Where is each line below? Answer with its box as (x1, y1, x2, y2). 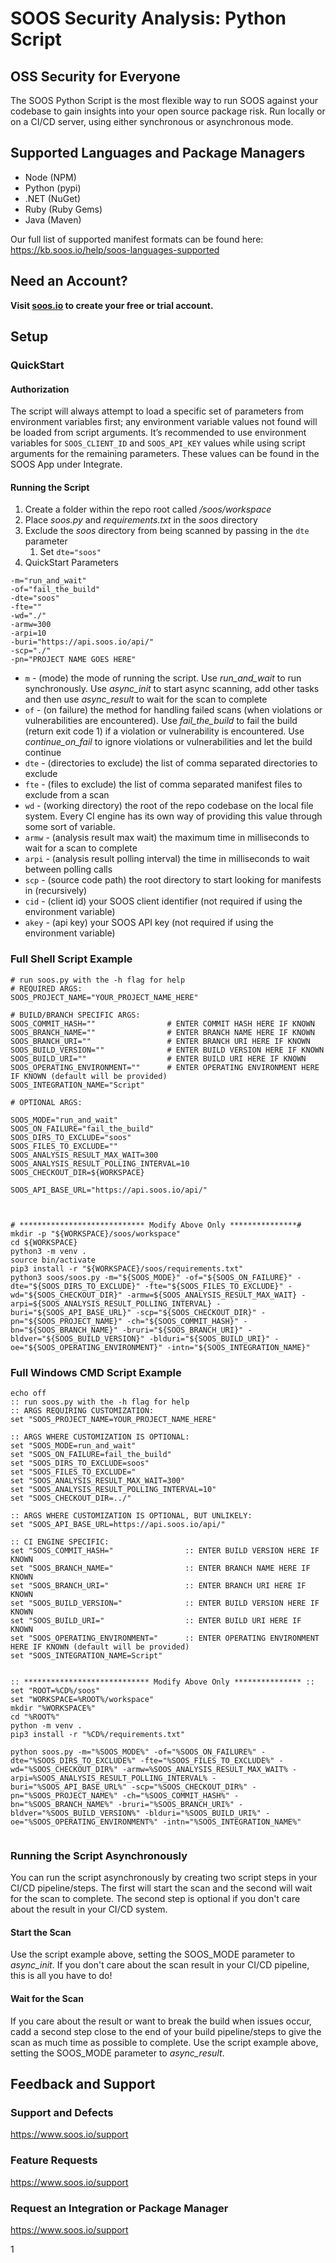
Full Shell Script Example (10, 952, 133, 966)
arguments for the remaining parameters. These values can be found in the (10, 448, 320, 460)
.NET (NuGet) (24, 192, 81, 204)
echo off (10, 1388, 47, 1398)
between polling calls (24, 863, 113, 876)
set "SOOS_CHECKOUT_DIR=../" (10, 1493, 132, 1503)
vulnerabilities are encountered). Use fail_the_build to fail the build (24, 715, 298, 727)
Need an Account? (10, 273, 128, 290)
